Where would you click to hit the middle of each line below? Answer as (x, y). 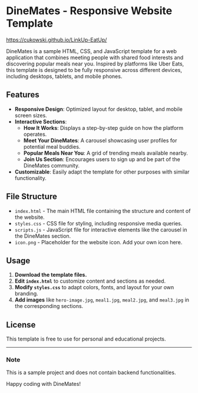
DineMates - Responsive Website (89, 11)
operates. (35, 134)
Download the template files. (51, 275)
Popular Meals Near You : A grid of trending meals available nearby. (105, 153)
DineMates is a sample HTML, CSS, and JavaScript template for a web (91, 51)
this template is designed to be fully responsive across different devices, (94, 70)
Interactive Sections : (41, 122)
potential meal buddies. (52, 146)
